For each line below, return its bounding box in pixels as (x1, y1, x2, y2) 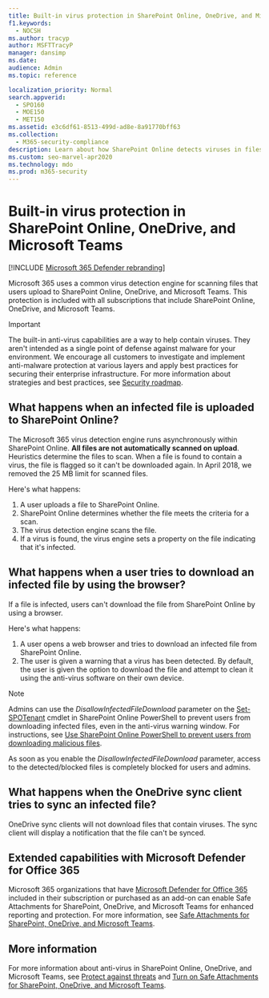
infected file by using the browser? (8, 578, 187, 592)
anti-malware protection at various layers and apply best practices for (8, 361, 239, 370)
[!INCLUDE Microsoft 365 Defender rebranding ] (8, 263, 166, 273)
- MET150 (15, 115, 45, 124)
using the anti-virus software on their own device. (19, 673, 184, 682)
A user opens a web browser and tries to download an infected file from (19, 639, 258, 648)
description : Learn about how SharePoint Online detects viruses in (8, 145, 242, 153)
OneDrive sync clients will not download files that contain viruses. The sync (8, 819, 258, 829)
